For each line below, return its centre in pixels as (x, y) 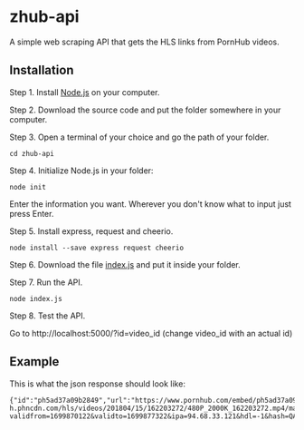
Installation (42, 70)
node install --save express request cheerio (96, 248)
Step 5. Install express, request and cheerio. (91, 231)
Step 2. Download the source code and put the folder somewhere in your (145, 110)
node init (28, 187)
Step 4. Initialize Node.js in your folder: (81, 171)
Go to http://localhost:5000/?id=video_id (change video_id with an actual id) (151, 333)
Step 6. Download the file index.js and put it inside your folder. (125, 264)
